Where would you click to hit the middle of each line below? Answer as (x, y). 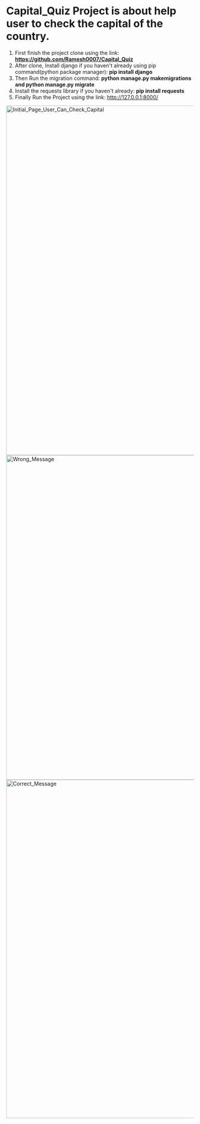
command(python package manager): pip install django (84, 72)
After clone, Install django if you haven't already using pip (85, 65)
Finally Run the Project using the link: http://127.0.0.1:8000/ (87, 97)
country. (28, 36)
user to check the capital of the (85, 24)
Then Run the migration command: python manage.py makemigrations (103, 78)
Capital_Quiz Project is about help (91, 11)
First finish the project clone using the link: (67, 52)
